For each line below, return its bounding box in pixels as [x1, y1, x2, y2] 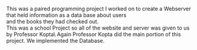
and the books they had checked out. [6, 18, 99, 25]
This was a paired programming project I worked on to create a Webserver [6, 5, 192, 12]
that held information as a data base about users [6, 11, 127, 19]
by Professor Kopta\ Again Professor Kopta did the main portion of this [6, 31, 181, 38]
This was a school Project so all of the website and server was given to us [6, 24, 190, 31]
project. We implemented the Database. [6, 37, 105, 44]
